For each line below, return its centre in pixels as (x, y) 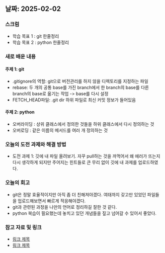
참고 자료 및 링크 (23, 227)
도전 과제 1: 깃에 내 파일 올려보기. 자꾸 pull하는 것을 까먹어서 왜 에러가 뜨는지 (86, 156)
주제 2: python (20, 112)
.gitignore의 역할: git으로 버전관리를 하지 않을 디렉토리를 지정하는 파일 (80, 81)
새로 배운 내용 (21, 56)
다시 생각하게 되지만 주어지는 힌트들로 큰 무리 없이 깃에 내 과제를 (75, 163)
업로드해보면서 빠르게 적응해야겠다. (52, 201)
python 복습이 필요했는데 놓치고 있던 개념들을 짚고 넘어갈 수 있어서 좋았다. (84, 213)
